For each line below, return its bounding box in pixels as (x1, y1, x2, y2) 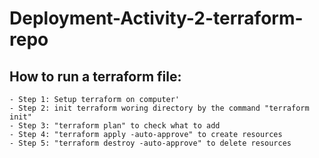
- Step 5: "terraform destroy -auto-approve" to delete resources (9, 138, 292, 148)
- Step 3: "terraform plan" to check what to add (9, 121, 221, 131)
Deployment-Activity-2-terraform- (9, 7, 304, 30)
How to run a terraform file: (9, 68, 182, 85)
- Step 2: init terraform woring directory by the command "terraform (9, 103, 310, 113)
